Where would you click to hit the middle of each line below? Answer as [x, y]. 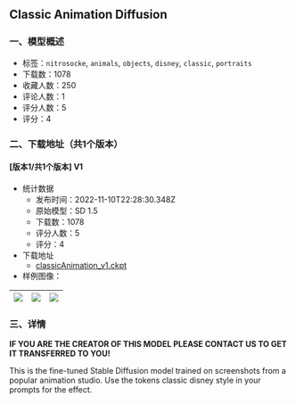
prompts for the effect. [51, 390]
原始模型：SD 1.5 [66, 210]
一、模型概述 [37, 42]
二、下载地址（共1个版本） [66, 144]
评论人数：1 [43, 96]
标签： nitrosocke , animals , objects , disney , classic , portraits [137, 62]
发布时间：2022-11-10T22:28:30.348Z [106, 199]
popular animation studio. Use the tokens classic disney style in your [135, 380]
